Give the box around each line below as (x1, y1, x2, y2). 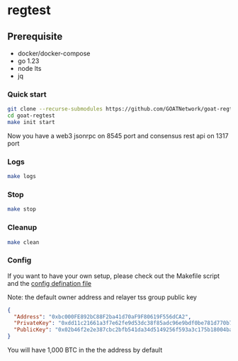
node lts (17, 65, 42, 72)
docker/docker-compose (17, 49, 91, 57)
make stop (7, 206, 37, 213)
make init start (7, 119, 55, 126)
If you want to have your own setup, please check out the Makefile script (7, 272, 220, 280)
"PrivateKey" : (13, 320, 55, 327)
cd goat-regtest (7, 112, 55, 119)
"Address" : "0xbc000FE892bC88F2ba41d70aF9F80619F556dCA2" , (13, 313, 192, 321)
